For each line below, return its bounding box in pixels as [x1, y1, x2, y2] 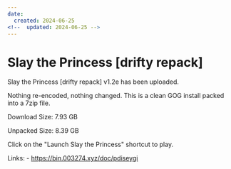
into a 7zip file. [7, 99, 51, 107]
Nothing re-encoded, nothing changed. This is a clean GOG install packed [7, 92, 225, 100]
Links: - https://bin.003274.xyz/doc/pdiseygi [7, 154, 138, 163]
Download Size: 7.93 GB [7, 113, 78, 121]
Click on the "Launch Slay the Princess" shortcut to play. [7, 140, 173, 149]
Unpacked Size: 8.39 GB [7, 126, 80, 135]
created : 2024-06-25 [14, 17, 75, 24]
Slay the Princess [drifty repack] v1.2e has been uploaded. [7, 77, 180, 86]
